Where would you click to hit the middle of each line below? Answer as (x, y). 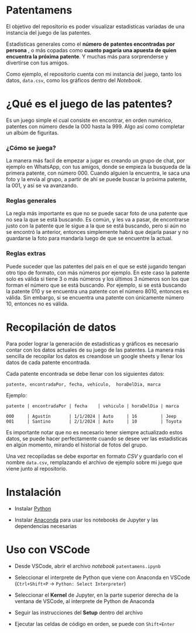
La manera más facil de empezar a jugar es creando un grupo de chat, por (96, 161)
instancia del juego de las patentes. (49, 32)
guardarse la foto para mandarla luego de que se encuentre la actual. (90, 239)
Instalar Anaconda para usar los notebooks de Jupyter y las (86, 520)
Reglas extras (26, 254)
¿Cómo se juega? (31, 148)
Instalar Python (33, 508)
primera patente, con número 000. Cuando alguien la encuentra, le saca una (98, 173)
